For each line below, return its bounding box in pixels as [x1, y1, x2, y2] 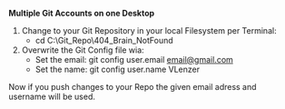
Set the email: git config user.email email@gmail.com [34, 54, 233, 64]
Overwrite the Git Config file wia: [21, 45, 144, 55]
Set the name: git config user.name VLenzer [34, 64, 201, 74]
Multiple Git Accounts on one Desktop [8, 8, 155, 18]
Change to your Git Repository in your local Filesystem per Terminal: [21, 25, 278, 35]
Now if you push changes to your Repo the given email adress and [8, 82, 257, 92]
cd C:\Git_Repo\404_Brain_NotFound [34, 35, 173, 45]
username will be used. [8, 91, 96, 102]
